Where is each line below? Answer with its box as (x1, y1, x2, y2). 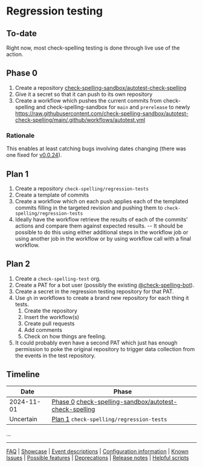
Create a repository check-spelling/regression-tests (14, 185, 149, 192)
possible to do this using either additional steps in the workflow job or (14, 228, 188, 236)
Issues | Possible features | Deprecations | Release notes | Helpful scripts (6, 454, 189, 461)
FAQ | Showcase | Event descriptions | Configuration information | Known (6, 448, 189, 455)
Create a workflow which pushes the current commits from (14, 97, 162, 104)
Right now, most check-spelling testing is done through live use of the (6, 44, 180, 51)
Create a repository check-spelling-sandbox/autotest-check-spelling (14, 84, 187, 91)
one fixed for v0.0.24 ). (6, 151, 62, 159)
